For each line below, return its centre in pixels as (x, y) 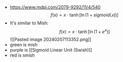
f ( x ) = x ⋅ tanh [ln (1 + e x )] (85, 31)
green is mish (24, 45)
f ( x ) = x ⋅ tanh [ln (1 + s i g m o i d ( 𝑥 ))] (85, 15)
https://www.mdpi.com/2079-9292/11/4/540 (55, 7)
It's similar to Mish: (29, 23)
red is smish (22, 55)
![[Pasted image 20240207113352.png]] (51, 39)
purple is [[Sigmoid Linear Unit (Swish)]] (51, 50)
